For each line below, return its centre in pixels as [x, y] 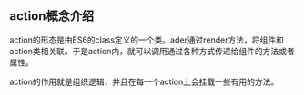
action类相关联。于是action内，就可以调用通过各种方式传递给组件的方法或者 [152, 51]
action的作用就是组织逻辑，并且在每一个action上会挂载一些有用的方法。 [144, 81]
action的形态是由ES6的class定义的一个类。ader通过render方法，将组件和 [147, 40]
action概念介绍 [51, 16]
